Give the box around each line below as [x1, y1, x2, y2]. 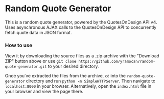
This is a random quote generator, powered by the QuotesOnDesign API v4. [5, 19, 158, 25]
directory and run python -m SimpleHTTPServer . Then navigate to [26, 78, 156, 84]
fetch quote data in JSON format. [5, 29, 72, 35]
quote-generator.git [5, 64, 47, 69]
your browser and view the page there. [5, 89, 84, 95]
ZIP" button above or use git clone [5, 58, 77, 64]
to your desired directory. [47, 63, 99, 69]
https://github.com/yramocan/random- [78, 59, 156, 64]
